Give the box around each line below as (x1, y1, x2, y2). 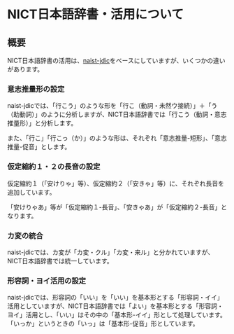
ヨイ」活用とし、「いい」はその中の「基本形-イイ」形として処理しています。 (7, 311, 227, 319)
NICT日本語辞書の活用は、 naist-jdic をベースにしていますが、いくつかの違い (7, 57, 226, 64)
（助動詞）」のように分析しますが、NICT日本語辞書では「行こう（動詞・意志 (7, 110, 227, 119)
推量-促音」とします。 (7, 143, 71, 151)
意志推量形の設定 (7, 84, 65, 94)
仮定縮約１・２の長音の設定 (7, 162, 101, 172)
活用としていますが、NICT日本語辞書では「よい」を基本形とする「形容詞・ (7, 302, 224, 310)
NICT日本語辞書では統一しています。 (7, 256, 113, 265)
